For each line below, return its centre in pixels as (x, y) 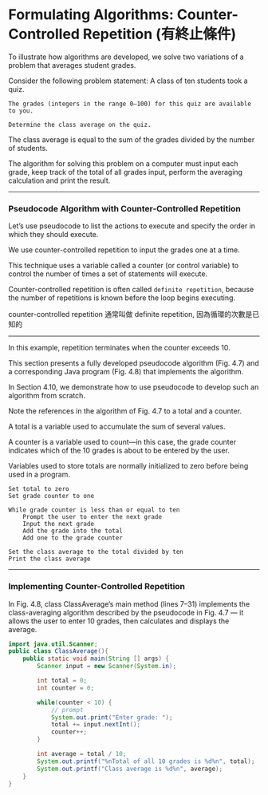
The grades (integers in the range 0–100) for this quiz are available (130, 104)
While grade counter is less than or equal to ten (94, 510)
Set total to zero (39, 489)
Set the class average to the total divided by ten (96, 552)
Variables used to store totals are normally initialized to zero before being (128, 466)
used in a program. (39, 475)
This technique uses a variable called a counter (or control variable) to (124, 266)
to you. (21, 111)
